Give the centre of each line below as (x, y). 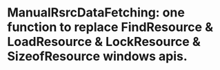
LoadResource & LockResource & (104, 42)
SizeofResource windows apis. (97, 57)
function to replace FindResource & (110, 27)
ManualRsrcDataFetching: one (96, 13)
